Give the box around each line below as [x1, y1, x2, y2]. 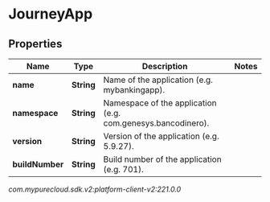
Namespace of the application [103, 97, 217, 109]
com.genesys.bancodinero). [103, 117, 210, 129]
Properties [8, 37, 63, 51]
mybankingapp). [103, 85, 166, 95]
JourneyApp [8, 5, 93, 23]
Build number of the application [103, 154, 223, 165]
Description [141, 61, 188, 72]
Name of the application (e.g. [103, 74, 213, 85]
